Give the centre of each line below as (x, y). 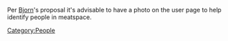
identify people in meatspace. (49, 17)
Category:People (31, 30)
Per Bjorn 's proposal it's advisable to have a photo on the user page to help (114, 10)
